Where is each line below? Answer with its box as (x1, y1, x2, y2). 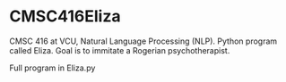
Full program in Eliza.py (9, 62, 96, 73)
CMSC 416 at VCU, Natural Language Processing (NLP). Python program (9, 36, 278, 46)
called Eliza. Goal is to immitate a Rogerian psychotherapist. (9, 45, 230, 55)
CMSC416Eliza (9, 6, 121, 27)
